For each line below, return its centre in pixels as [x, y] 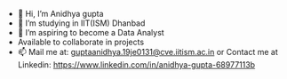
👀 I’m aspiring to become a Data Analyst [91, 32]
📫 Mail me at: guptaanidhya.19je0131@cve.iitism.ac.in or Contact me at [147, 52]
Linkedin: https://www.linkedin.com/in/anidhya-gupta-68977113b [136, 65]
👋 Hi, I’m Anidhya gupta [60, 14]
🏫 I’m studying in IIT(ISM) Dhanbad [81, 23]
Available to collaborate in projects [81, 42]
